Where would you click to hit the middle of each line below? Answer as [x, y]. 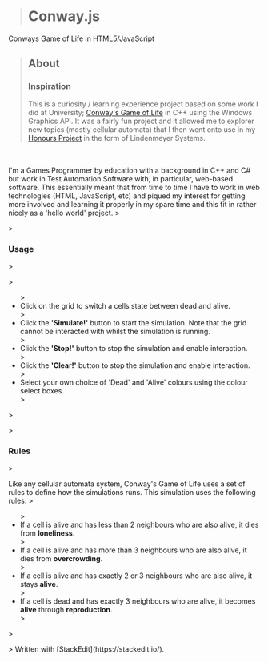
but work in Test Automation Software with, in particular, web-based [121, 178]
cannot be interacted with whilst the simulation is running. [115, 331]
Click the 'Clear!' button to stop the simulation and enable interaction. [135, 365]
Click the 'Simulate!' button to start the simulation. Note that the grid [133, 322]
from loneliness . [47, 533]
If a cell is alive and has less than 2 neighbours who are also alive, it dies [139, 525]
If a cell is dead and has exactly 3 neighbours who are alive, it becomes [138, 601]
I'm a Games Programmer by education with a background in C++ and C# [130, 170]
